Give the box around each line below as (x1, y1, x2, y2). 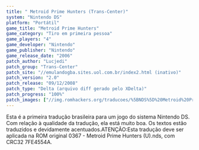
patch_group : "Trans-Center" (6, 63, 78, 70)
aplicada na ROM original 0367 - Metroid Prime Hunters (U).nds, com (6, 132, 175, 139)
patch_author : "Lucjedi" (6, 58, 68, 64)
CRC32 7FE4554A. (6, 138, 52, 145)
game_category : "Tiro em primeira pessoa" (6, 31, 113, 37)
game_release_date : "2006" (6, 53, 73, 59)
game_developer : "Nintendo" (6, 42, 76, 48)
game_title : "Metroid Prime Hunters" (6, 25, 99, 31)
